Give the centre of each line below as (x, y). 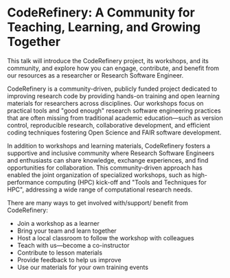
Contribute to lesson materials (60, 253)
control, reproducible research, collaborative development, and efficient (109, 125)
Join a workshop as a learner (58, 223)
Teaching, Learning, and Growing (104, 27)
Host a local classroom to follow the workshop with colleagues (105, 238)
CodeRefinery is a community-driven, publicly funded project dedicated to (112, 89)
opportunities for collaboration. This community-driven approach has (105, 167)
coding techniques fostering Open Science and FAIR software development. (114, 132)
